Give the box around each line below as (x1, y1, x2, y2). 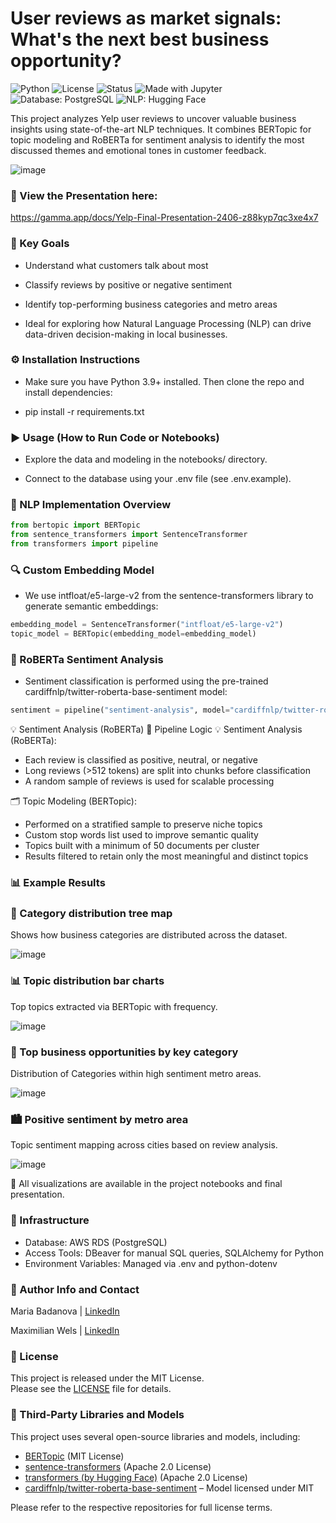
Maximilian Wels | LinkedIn (10, 1324, 120, 1336)
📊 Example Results (10, 876, 106, 890)
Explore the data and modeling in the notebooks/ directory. (24, 453, 268, 466)
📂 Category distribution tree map (10, 907, 173, 921)
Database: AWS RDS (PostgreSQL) (24, 1236, 168, 1248)
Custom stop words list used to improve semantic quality (24, 829, 259, 841)
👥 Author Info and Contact (10, 1282, 140, 1296)
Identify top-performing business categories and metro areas (24, 298, 278, 310)
